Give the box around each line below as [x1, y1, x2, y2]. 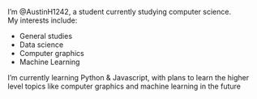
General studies [19, 32, 73, 41]
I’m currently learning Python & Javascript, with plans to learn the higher [7, 73, 249, 82]
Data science [19, 40, 64, 49]
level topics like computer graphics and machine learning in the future [7, 81, 241, 91]
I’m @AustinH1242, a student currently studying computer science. [7, 7, 232, 16]
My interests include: [7, 15, 78, 25]
